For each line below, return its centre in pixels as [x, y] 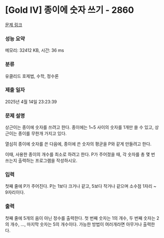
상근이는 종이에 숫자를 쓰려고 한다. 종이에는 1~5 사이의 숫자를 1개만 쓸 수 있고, [79, 127]
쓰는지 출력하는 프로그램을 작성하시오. [41, 161]
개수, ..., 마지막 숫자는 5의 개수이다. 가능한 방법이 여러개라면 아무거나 [76, 224]
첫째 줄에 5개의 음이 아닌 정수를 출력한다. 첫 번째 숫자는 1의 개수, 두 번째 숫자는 [80, 218]
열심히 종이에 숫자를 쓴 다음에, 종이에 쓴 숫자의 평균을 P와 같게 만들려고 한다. [78, 144]
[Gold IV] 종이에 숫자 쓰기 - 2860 [69, 10]
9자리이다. [15, 192]
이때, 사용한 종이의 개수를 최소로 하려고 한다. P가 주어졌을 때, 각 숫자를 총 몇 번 [80, 154]
